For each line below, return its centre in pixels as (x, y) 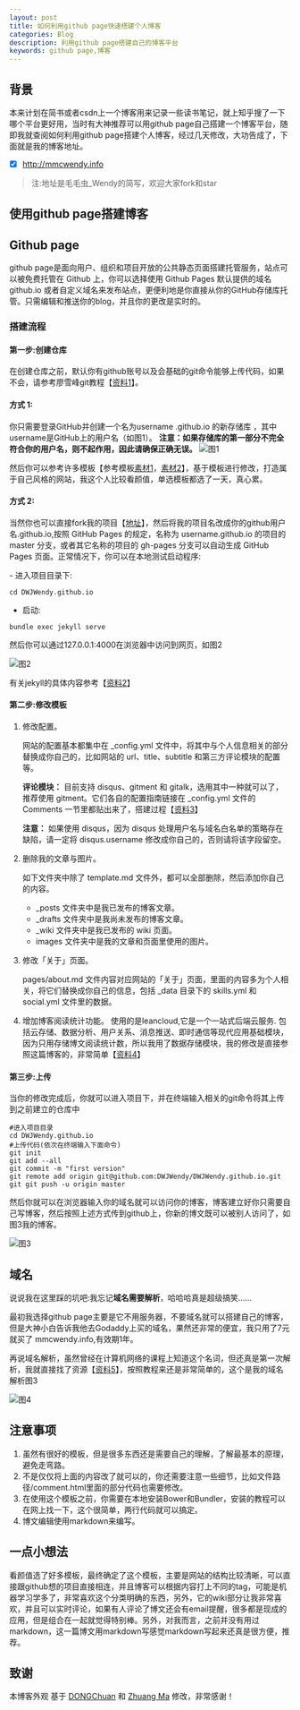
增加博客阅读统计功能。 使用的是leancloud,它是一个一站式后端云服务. (149, 1021)
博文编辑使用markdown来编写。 (81, 1521)
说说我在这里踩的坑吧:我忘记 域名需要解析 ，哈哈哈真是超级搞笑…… (131, 1297)
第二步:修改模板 (38, 705)
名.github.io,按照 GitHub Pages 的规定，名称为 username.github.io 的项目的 (148, 534)
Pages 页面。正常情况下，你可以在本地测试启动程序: (105, 556)
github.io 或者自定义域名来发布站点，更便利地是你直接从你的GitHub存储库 (145, 290)
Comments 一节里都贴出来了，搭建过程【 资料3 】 (112, 809)
